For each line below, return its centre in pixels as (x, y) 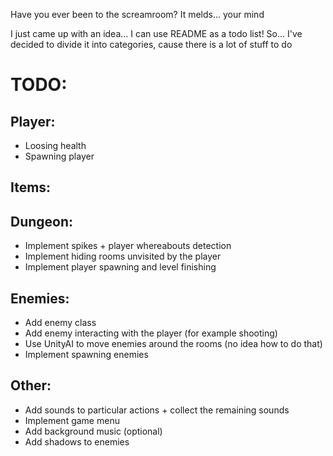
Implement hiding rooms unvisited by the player (123, 256)
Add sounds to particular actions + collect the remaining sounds (157, 410)
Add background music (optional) (93, 431)
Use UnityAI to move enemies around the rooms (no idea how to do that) (173, 344)
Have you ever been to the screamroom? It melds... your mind (137, 14)
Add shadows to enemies (77, 441)
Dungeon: (42, 221)
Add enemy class (60, 323)
